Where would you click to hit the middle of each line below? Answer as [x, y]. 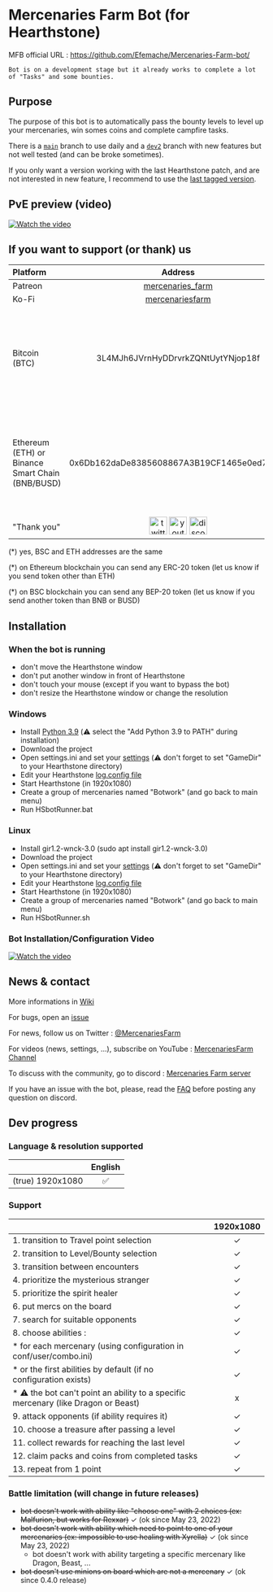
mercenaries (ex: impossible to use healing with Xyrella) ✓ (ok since [134, 1537]
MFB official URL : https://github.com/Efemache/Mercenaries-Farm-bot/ [129, 55]
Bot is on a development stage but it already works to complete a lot [132, 70]
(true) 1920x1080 [48, 1181]
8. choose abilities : [50, 1332]
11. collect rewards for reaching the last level [99, 1442]
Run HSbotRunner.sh [55, 918]
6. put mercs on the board [62, 1306]
